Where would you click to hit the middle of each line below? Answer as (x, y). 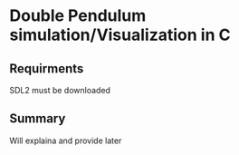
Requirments (47, 68)
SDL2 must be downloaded (60, 90)
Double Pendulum (78, 16)
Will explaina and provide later (66, 140)
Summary (38, 119)
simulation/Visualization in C (120, 35)
